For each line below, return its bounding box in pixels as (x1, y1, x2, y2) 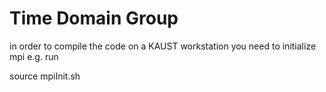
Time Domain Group (9, 7, 179, 30)
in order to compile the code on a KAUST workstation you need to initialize (9, 40, 317, 52)
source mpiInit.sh (9, 70, 81, 82)
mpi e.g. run (9, 50, 59, 62)
